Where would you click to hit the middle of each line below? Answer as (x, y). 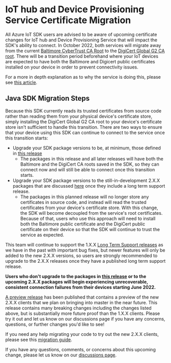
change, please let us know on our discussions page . (61, 355)
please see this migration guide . (39, 339)
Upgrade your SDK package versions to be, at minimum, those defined (87, 148)
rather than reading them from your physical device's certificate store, (79, 116)
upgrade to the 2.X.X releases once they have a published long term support (85, 261)
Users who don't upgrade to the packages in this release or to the (76, 276)
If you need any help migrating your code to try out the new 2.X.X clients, (82, 334)
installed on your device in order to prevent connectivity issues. (72, 67)
